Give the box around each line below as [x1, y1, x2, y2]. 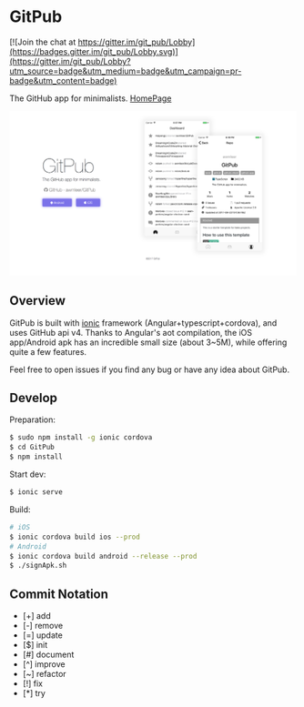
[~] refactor [22, 669, 66, 680]
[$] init [22, 640, 48, 651]
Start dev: [9, 469, 46, 480]
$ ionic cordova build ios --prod [9, 532, 141, 541]
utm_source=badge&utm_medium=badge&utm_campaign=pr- [9, 66, 242, 76]
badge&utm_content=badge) [9, 75, 117, 86]
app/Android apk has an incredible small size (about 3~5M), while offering [9, 337, 288, 348]
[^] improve [22, 659, 66, 670]
